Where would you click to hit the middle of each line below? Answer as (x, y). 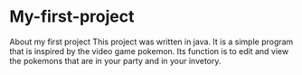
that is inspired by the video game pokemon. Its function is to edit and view (149, 51)
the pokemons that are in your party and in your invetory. (115, 61)
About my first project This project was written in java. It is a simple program (151, 42)
